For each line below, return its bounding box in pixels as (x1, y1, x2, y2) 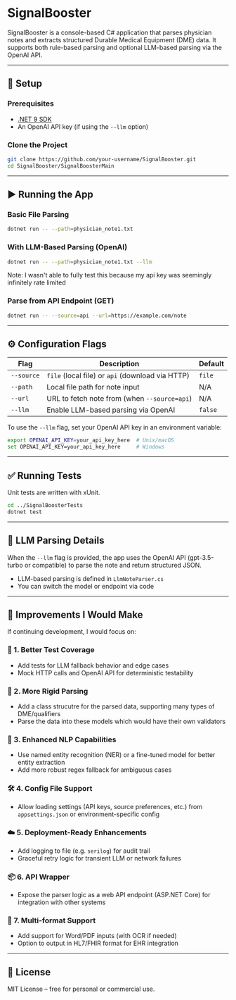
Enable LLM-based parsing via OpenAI (46, 405, 176, 415)
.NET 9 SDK (17, 115, 52, 123)
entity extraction (17, 758, 65, 767)
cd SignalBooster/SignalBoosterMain (7, 162, 114, 170)
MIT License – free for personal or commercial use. (7, 985, 155, 994)
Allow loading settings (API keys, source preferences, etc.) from (17, 802, 202, 811)
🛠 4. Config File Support (7, 784, 93, 794)
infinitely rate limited (7, 278, 67, 287)
